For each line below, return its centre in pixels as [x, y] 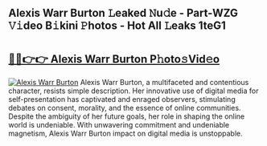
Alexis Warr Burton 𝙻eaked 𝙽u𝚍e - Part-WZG [123, 13]
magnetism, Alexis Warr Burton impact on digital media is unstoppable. [125, 133]
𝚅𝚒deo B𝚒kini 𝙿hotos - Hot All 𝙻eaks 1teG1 [117, 26]
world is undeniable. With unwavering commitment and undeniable [119, 125]
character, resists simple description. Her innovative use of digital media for [133, 91]
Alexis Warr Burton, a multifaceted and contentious [164, 82]
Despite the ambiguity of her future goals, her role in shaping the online [127, 116]
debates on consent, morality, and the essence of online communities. [125, 108]
